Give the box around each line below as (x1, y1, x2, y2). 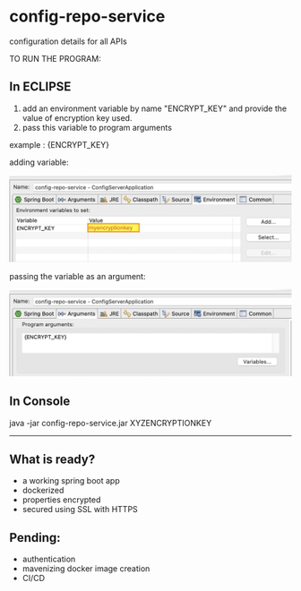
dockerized (21, 485, 64, 496)
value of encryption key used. (21, 112, 133, 123)
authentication (21, 553, 76, 565)
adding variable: (9, 157, 69, 167)
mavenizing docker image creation (21, 563, 150, 574)
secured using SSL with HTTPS (21, 504, 139, 515)
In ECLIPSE (9, 79, 72, 95)
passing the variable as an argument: (9, 270, 146, 281)
